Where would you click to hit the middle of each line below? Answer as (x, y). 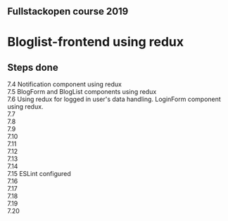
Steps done (33, 67)
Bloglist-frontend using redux (96, 42)
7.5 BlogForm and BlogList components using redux (82, 92)
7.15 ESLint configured (39, 174)
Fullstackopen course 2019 (68, 12)
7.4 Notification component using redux (64, 84)
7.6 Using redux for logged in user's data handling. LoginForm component (114, 99)
